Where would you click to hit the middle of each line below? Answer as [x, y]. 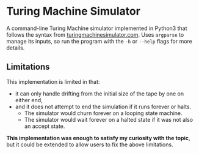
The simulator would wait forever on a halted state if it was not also [109, 119]
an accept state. [45, 126]
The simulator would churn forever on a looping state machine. [103, 113]
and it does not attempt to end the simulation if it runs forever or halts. [103, 106]
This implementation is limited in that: [53, 81]
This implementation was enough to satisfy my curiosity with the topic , [98, 138]
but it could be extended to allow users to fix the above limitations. [90, 144]
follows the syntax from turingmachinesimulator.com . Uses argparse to [95, 34]
